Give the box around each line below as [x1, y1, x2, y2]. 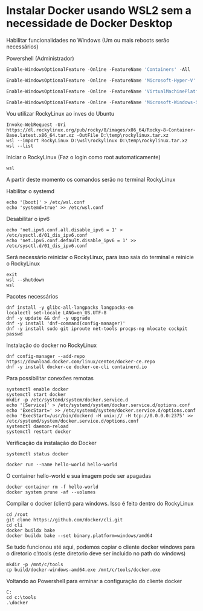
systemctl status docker [6, 451, 69, 457]
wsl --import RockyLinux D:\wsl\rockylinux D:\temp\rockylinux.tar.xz [6, 137, 188, 144]
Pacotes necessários [6, 293, 59, 300]
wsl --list [6, 143, 34, 149]
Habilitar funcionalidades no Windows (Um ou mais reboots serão [6, 36, 170, 44]
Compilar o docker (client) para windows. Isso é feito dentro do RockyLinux [6, 500, 194, 507]
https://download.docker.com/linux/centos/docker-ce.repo [6, 358, 155, 365]
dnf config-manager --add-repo [6, 354, 85, 360]
